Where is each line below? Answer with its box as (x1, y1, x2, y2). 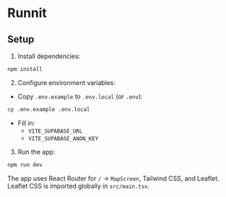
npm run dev (7, 161, 43, 168)
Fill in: (17, 118, 35, 127)
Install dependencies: (17, 52, 81, 60)
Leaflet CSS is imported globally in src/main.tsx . (7, 181, 150, 190)
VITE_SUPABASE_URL (28, 128, 83, 135)
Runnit (7, 5, 47, 21)
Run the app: (17, 147, 55, 156)
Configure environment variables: (17, 78, 115, 86)
